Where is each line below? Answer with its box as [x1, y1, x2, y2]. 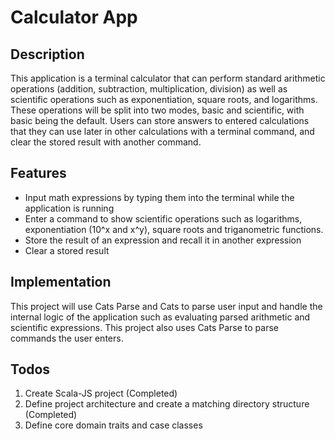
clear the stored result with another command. [10, 136, 202, 148]
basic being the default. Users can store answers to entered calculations [10, 115, 310, 126]
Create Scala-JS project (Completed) [24, 387, 178, 400]
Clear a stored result [24, 244, 110, 256]
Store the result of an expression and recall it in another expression [24, 234, 302, 246]
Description [10, 46, 85, 63]
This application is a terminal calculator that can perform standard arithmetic [10, 72, 326, 84]
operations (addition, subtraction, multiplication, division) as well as [10, 83, 288, 95]
